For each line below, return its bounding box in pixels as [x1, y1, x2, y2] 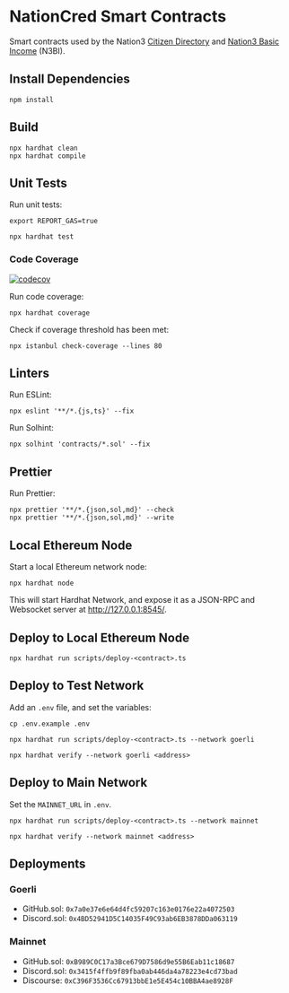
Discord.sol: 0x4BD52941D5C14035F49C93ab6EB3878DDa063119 [22, 913, 238, 924]
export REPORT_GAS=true [9, 217, 99, 226]
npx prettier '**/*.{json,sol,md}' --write [9, 513, 175, 522]
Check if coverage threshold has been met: [9, 324, 170, 335]
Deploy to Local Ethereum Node [9, 630, 190, 645]
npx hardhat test [9, 232, 74, 241]
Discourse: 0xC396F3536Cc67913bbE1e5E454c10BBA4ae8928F [22, 975, 233, 986]
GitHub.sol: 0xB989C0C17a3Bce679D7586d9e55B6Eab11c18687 [22, 955, 235, 966]
